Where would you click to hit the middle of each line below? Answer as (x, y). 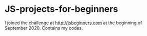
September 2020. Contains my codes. (44, 28)
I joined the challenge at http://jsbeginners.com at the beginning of (73, 23)
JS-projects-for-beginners (61, 9)
